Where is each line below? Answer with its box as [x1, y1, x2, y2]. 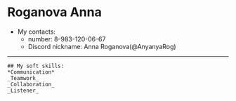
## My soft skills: [7, 62, 65, 69]
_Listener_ [7, 87, 39, 94]
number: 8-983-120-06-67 [27, 34, 106, 43]
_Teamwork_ [7, 74, 39, 81]
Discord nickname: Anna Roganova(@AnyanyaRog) [27, 42, 177, 50]
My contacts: [17, 27, 56, 36]
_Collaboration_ [7, 81, 55, 88]
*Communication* [7, 68, 55, 76]
